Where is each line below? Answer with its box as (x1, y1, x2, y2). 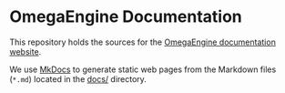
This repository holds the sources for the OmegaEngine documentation (9, 36, 276, 47)
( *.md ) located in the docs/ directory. (9, 73, 148, 84)
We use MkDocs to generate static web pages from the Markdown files (9, 64, 277, 75)
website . (9, 46, 42, 57)
